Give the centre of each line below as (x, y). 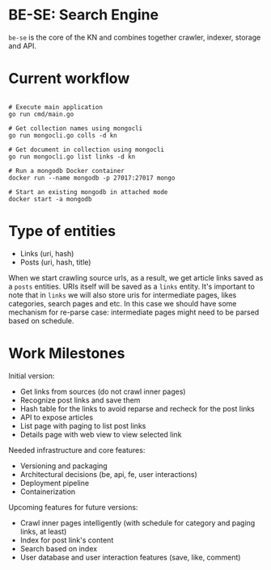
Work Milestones (67, 353)
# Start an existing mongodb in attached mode (88, 192)
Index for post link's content (67, 540)
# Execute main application (56, 107)
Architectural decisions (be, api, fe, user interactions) (109, 474)
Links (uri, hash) (47, 253)
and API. (23, 45)
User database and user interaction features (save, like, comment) (130, 557)
